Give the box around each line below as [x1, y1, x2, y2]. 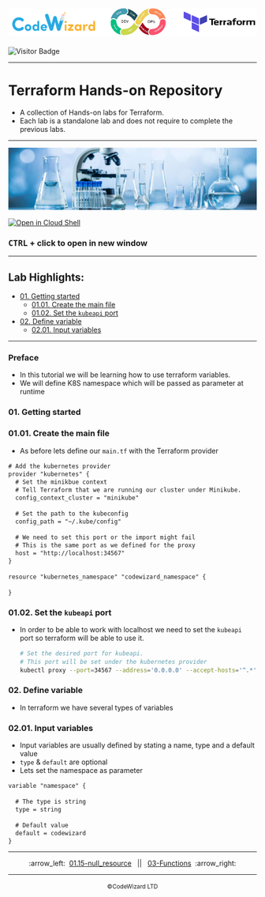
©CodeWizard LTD [106, 883, 159, 891]
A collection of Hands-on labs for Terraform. [19, 107, 164, 118]
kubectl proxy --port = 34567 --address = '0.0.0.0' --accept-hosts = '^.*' [19, 666, 257, 674]
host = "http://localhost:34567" [15, 549, 125, 557]
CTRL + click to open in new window [8, 237, 148, 248]
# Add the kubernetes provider [8, 462, 111, 470]
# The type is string [15, 798, 87, 806]
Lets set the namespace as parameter [19, 766, 144, 775]
